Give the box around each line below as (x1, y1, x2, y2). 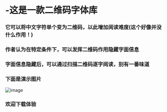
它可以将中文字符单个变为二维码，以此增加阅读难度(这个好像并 (5, 24, 157, 31)
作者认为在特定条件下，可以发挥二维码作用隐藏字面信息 (5, 46, 139, 53)
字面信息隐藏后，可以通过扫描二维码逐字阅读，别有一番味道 (5, 61, 150, 68)
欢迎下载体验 (5, 101, 37, 108)
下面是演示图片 (5, 75, 42, 82)
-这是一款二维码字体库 (5, 5, 98, 16)
